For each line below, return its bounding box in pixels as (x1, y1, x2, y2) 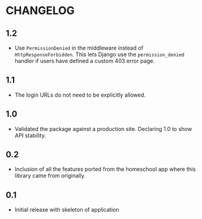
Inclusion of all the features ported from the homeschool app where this (14, 166, 196, 173)
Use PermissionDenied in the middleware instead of (14, 44, 144, 51)
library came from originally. (14, 172, 86, 179)
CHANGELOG (6, 4, 75, 18)
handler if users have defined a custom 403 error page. (14, 58, 155, 64)
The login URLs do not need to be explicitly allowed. (14, 91, 146, 98)
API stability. (14, 132, 47, 139)
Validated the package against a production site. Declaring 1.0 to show (14, 125, 192, 132)
